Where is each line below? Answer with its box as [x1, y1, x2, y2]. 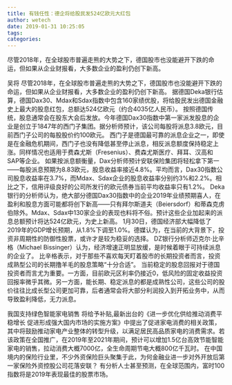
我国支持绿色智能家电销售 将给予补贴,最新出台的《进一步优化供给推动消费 [7, 310, 216, 318]
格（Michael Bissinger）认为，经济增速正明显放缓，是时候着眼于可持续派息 [7, 243, 221, 252]
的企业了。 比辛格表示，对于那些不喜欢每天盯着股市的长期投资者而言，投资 [7, 252, 221, 260]
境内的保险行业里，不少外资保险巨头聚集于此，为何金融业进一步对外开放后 [7, 353, 219, 361]
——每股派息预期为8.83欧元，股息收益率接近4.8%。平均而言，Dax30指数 [7, 165, 217, 173]
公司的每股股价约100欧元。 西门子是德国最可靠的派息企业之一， [30, 131, 213, 139]
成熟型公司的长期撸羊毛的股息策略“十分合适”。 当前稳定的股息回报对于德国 [7, 261, 220, 269]
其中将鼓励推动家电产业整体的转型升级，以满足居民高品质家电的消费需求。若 [7, 327, 225, 335]
